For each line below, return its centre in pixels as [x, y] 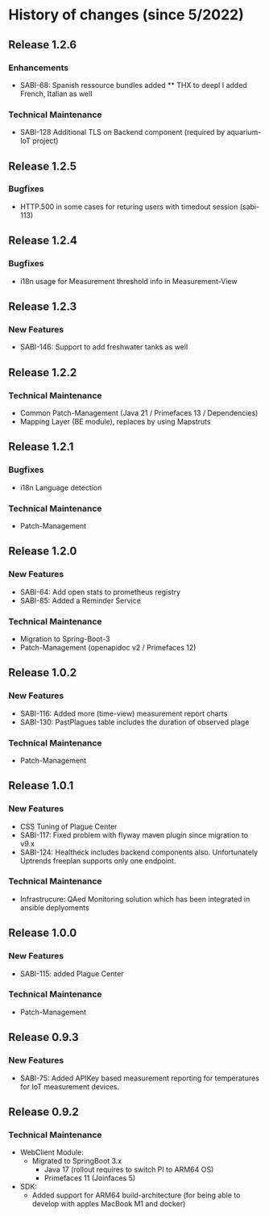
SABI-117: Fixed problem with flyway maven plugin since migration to [134, 835]
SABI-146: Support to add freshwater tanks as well [104, 347]
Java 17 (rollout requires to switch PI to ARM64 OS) [129, 1170]
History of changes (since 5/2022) [126, 15]
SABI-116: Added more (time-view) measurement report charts [124, 713]
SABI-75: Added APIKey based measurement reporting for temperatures [140, 1078]
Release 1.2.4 [43, 241]
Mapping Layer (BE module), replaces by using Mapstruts [115, 421]
